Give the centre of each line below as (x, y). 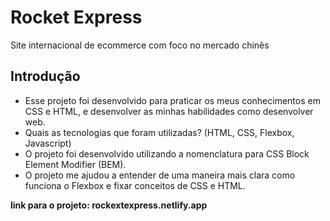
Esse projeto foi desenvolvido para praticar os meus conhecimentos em (172, 100)
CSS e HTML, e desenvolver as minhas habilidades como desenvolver (169, 111)
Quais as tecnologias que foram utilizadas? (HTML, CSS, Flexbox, (159, 132)
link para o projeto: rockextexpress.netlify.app (109, 205)
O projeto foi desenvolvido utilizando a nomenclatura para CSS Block (167, 153)
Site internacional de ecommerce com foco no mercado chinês (140, 45)
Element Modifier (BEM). (75, 164)
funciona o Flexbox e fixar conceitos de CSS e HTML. (135, 185)
